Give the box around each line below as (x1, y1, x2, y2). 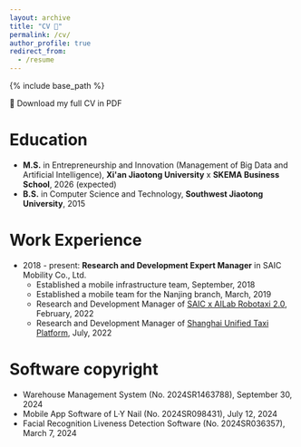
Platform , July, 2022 (35, 327, 112, 338)
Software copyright (9, 359, 159, 380)
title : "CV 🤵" (9, 22, 63, 31)
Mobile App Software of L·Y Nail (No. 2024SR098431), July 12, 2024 (22, 408, 278, 419)
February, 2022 (35, 307, 94, 318)
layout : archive (9, 13, 71, 23)
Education (9, 130, 88, 151)
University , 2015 (22, 198, 86, 209)
